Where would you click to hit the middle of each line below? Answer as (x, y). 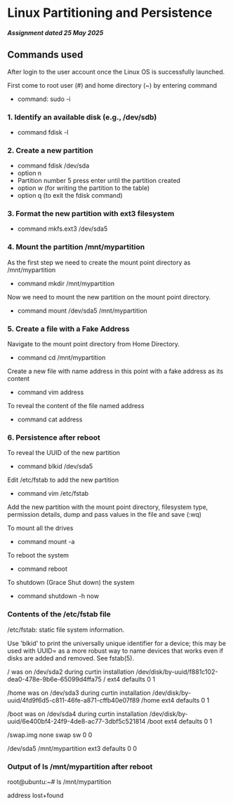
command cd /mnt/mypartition (61, 358)
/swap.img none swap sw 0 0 (50, 735)
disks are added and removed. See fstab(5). (71, 658)
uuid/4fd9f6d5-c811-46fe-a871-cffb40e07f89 (74, 700)
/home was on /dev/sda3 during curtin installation (79, 693)
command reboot (42, 569)
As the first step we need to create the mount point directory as (99, 262)
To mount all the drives (40, 528)
